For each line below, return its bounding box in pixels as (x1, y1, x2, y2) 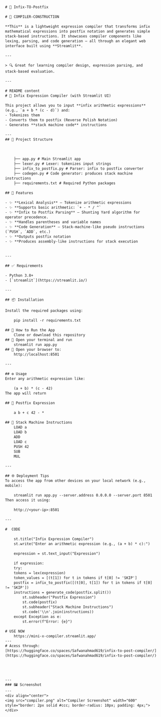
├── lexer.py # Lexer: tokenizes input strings (14, 161, 111, 166)
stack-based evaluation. (5, 69, 55, 74)
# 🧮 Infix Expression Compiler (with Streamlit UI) (5, 93, 111, 98)
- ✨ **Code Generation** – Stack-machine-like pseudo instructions (5, 224, 145, 229)
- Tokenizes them (5, 113, 40, 118)
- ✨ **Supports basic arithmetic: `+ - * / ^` (5, 205, 102, 210)
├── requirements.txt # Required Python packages (14, 181, 116, 186)
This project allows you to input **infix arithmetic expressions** (5, 103, 146, 108)
